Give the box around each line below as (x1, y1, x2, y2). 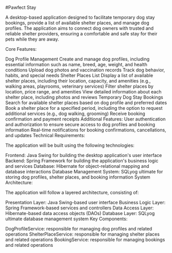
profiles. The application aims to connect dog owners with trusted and (5, 25, 154, 31)
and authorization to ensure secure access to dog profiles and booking (5, 122, 156, 127)
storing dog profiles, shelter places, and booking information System (5, 174, 150, 180)
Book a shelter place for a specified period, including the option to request (5, 105, 163, 111)
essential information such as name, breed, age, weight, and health (5, 62, 147, 67)
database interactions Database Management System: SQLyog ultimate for (5, 169, 163, 174)
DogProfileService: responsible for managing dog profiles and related (5, 226, 152, 231)
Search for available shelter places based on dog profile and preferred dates (5, 100, 167, 106)
